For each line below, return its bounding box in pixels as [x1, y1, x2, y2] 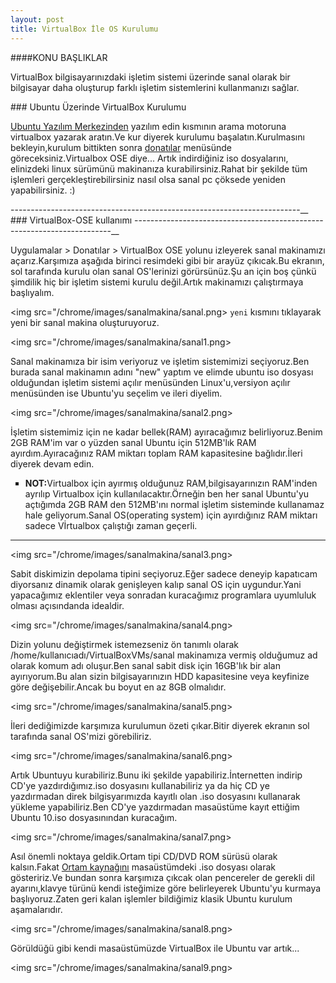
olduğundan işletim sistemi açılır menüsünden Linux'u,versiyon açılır [10, 376, 291, 388]
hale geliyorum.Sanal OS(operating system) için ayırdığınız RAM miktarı [24, 509, 318, 521]
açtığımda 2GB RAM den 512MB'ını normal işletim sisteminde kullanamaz [24, 498, 325, 510]
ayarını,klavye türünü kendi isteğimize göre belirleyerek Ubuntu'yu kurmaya [10, 882, 322, 894]
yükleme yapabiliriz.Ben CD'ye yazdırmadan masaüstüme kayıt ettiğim [10, 801, 300, 813]
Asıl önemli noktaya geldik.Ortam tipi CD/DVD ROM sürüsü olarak [10, 850, 278, 862]
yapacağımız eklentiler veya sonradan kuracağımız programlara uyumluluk [10, 589, 317, 601]
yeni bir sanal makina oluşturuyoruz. [10, 316, 160, 328]
